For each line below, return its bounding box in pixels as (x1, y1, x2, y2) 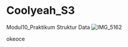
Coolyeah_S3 (6, 4, 75, 17)
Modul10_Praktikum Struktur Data (6, 23, 90, 31)
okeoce (6, 35, 26, 42)
